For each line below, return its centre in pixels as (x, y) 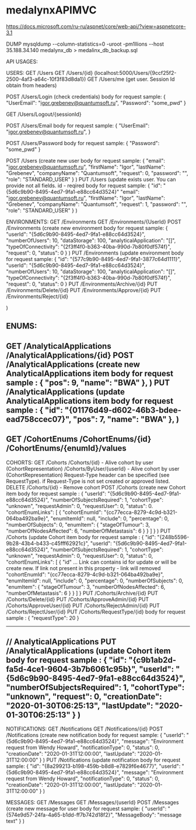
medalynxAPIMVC (52, 10)
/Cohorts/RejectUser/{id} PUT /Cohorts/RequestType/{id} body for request (96, 612)
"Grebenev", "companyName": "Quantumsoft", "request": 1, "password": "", (97, 204)
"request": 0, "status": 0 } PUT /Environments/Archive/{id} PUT (82, 284)
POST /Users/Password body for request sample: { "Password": (83, 143)
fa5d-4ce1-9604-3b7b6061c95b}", (72, 669)
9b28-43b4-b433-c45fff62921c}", (48, 543)
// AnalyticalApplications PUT (61, 642)
